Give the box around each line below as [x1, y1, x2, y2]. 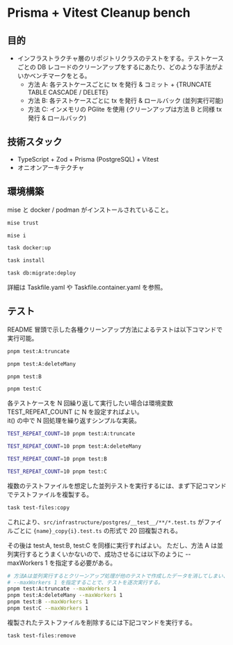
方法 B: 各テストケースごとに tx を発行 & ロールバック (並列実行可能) [27, 96, 224, 104]
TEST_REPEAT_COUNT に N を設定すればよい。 [7, 407, 144, 416]
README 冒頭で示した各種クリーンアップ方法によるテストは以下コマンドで [7, 325, 223, 334]
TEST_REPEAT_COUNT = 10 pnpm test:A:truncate [7, 430, 136, 437]
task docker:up [7, 244, 51, 251]
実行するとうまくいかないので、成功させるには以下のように [13, 550, 184, 558]
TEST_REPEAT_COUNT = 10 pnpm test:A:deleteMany [7, 443, 141, 450]
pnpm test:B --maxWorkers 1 [7, 598, 89, 605]
